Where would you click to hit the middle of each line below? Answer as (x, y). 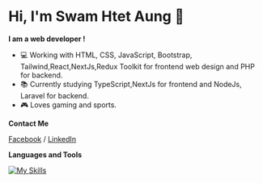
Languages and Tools (45, 154)
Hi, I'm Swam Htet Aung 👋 (96, 17)
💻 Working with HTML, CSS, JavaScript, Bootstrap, (106, 55)
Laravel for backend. (54, 95)
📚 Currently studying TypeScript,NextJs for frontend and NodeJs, (131, 84)
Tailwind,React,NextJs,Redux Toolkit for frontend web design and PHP (137, 66)
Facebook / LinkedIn (42, 139)
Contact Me (29, 123)
